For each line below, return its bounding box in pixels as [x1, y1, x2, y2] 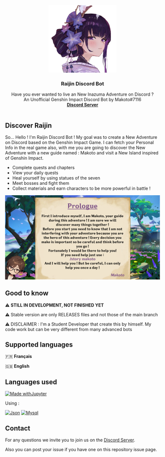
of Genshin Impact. [5, 155, 44, 161]
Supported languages [5, 340, 73, 349]
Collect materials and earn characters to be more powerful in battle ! [12, 185, 151, 191]
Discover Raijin [5, 121, 52, 129]
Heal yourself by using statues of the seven [12, 175, 101, 181]
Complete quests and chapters [12, 165, 75, 171]
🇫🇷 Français [5, 354, 32, 359]
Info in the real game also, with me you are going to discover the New [5, 145, 146, 151]
